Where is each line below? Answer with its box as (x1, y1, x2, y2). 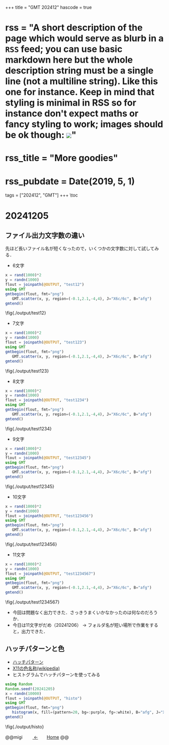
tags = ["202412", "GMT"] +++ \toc (5, 192, 78, 198)
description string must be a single (5, 65, 154, 76)
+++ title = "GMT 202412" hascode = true (5, 5, 92, 10)
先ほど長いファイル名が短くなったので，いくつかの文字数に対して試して (5, 245, 155, 252)
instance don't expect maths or (5, 108, 139, 119)
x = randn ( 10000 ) (5, 691, 42, 696)
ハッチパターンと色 (5, 644, 64, 653)
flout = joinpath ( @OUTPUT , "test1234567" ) (5, 571, 96, 576)
